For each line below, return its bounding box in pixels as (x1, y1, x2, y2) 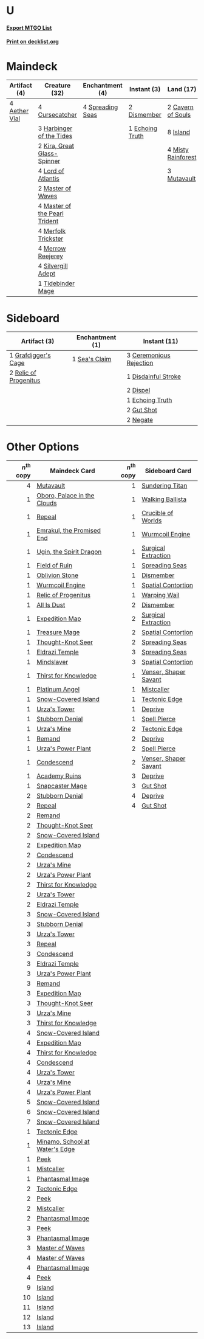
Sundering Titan (141, 481, 188, 490)
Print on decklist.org (6, 38, 59, 46)
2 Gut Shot (126, 406, 158, 414)
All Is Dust (36, 600, 66, 609)
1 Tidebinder (38, 279, 75, 288)
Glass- (38, 150, 58, 158)
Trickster (38, 235, 64, 243)
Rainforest (167, 153, 197, 162)
